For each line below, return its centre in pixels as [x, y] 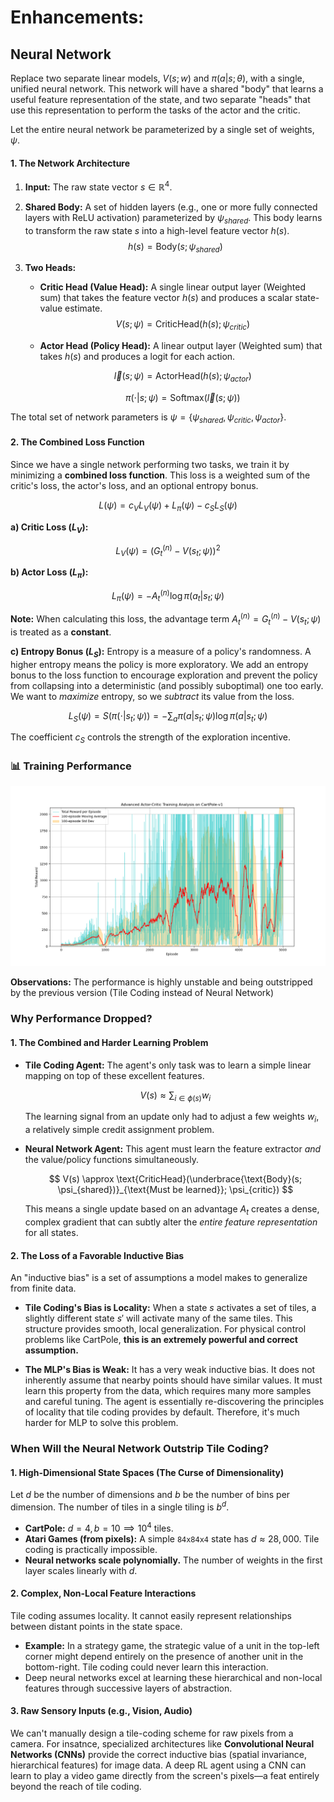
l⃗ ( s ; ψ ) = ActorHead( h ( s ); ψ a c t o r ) [182, 377]
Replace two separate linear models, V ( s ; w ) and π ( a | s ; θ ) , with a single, [157, 78]
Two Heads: [50, 268]
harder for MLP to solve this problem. [101, 1423]
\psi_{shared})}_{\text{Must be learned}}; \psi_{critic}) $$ [175, 1190]
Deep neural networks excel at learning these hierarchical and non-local [173, 1677]
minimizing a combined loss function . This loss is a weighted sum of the [160, 475]
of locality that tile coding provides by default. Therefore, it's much [162, 1412]
